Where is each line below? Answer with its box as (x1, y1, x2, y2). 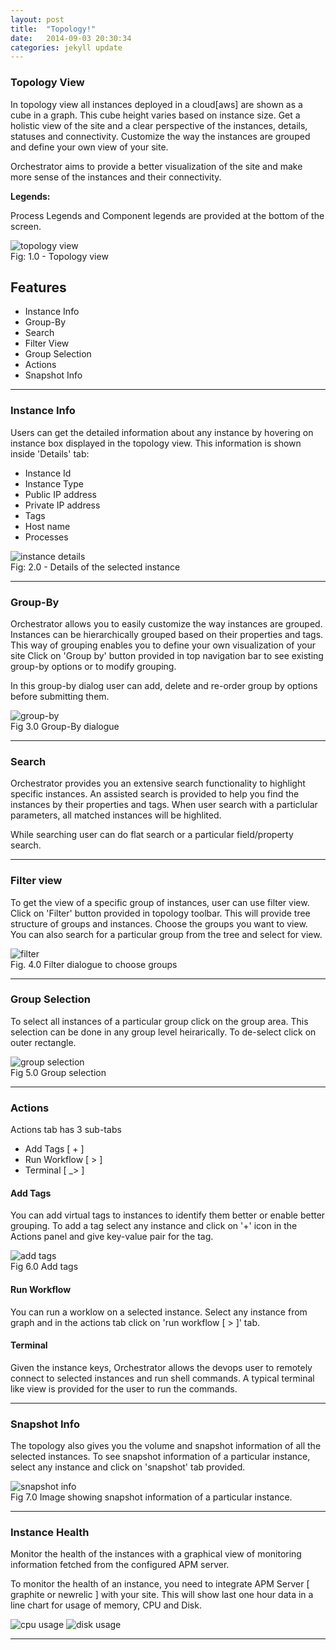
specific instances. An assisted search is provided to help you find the (10, 788, 300, 800)
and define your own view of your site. (10, 141, 169, 153)
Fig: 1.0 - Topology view (10, 250, 109, 262)
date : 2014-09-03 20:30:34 (10, 33, 132, 43)
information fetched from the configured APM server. (10, 1559, 230, 1571)
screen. (10, 220, 42, 232)
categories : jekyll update (10, 42, 123, 53)
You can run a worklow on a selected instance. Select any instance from (10, 1306, 308, 1318)
